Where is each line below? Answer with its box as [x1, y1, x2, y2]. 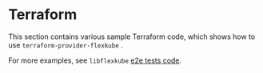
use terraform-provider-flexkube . [8, 40, 124, 49]
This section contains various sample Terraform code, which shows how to [8, 32, 256, 41]
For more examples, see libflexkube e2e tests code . [8, 56, 182, 65]
